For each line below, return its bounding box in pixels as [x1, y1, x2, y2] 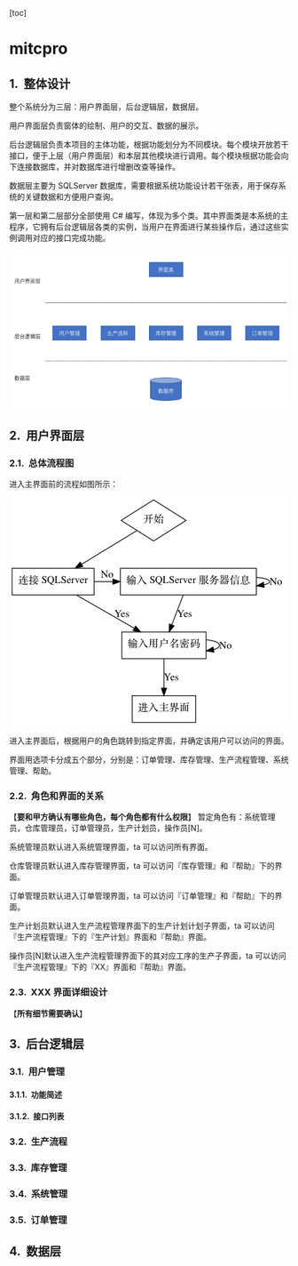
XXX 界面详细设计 [30, 986, 108, 998]
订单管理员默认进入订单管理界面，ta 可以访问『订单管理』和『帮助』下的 [9, 891, 275, 901]
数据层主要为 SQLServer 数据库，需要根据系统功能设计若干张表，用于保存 [9, 180, 279, 190]
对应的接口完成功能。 [32, 233, 111, 243]
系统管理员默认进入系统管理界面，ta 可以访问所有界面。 [9, 842, 213, 853]
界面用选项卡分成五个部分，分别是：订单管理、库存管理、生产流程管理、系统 [9, 755, 289, 765]
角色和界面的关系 [30, 790, 105, 803]
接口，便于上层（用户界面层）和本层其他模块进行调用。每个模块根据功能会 [9, 150, 281, 161]
